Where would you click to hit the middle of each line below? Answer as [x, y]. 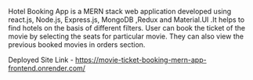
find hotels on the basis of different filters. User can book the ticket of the [127, 28]
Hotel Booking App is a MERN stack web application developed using [120, 11]
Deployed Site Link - [41, 60]
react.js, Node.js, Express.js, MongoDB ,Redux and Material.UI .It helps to [127, 20]
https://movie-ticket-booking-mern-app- [141, 60]
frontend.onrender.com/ [47, 68]
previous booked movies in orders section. [77, 45]
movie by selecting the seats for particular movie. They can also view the [126, 36]
